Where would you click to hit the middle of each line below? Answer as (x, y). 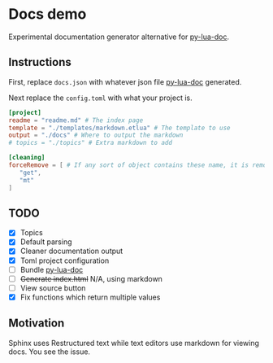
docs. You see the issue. (50, 352)
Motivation (37, 324)
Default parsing (46, 242)
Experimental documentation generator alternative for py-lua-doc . (119, 37)
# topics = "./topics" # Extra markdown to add (91, 143)
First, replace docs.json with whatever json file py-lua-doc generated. (125, 81)
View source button (53, 288)
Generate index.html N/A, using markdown (91, 278)
